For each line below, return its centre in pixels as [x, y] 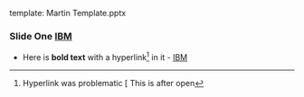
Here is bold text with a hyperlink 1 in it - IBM [105, 56]
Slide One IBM [41, 36]
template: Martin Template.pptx [68, 13]
